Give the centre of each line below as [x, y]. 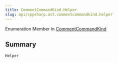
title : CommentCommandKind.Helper [41, 10]
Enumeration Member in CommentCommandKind [56, 28]
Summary [21, 44]
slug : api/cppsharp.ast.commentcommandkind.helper [59, 14]
